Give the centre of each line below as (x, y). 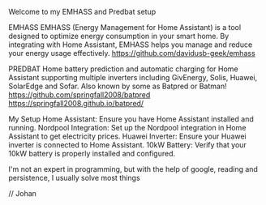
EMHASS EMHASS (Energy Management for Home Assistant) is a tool (125, 27)
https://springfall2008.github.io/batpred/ (76, 103)
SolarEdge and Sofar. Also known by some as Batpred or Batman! (118, 86)
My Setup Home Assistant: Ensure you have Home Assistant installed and (131, 119)
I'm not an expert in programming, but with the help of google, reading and (133, 169)
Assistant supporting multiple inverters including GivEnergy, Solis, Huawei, (133, 77)
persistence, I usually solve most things (74, 178)
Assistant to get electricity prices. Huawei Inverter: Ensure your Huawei (128, 136)
